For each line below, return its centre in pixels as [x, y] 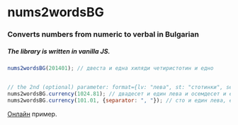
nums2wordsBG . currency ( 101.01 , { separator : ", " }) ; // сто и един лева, [117, 100]
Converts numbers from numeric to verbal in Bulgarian [103, 35]
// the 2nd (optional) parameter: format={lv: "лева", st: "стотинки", [115, 87]
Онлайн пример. [32, 114]
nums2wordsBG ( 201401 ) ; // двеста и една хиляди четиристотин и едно [110, 69]
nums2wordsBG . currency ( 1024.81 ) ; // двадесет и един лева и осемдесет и [117, 94]
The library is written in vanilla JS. [59, 51]
